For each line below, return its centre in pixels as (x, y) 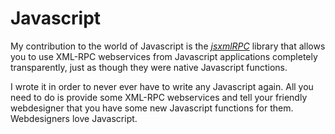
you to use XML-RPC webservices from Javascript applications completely (164, 56)
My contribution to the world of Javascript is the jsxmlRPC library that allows (168, 46)
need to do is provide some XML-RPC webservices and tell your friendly (159, 97)
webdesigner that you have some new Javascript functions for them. (152, 108)
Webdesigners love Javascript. (74, 118)
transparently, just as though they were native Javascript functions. (149, 67)
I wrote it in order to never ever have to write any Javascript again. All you (162, 86)
